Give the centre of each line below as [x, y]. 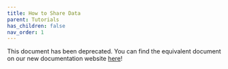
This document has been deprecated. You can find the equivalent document [114, 51]
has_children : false [37, 26]
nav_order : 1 [26, 32]
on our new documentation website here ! [65, 59]
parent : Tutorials [33, 20]
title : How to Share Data [44, 13]
